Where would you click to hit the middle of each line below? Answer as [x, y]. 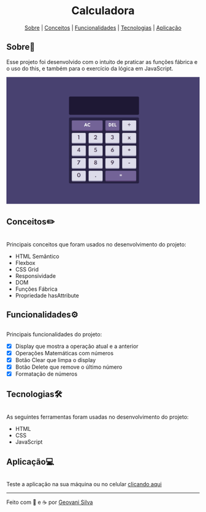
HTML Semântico [37, 256]
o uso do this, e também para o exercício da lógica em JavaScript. [90, 68]
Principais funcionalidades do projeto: [54, 334]
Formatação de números [46, 374]
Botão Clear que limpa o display [55, 360]
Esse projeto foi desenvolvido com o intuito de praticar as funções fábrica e [102, 61]
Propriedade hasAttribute [47, 295]
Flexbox [25, 262]
